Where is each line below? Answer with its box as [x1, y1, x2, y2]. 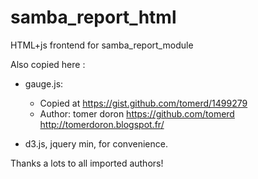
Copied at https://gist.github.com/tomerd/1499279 [39, 97, 248, 109]
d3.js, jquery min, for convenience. [24, 137, 168, 150]
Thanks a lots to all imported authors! [10, 157, 164, 169]
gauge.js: [24, 77, 64, 90]
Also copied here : [10, 58, 86, 70]
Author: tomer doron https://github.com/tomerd [39, 107, 235, 120]
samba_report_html [10, 6, 177, 29]
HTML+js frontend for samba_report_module [10, 39, 194, 51]
